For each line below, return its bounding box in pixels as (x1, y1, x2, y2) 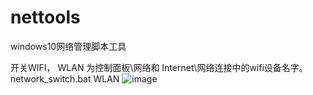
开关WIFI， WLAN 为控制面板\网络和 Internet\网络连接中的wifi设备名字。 (10, 61, 308, 73)
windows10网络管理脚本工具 (10, 40, 127, 52)
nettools (10, 6, 81, 29)
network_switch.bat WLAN (10, 72, 120, 85)
